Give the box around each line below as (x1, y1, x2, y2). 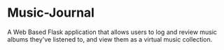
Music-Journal (7, 5, 94, 21)
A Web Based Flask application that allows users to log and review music (7, 28, 218, 36)
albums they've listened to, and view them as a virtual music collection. (7, 35, 213, 43)
